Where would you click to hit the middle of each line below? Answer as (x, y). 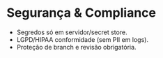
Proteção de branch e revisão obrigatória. (76, 47)
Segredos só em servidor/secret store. (72, 32)
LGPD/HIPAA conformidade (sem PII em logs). (83, 39)
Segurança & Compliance (81, 13)
